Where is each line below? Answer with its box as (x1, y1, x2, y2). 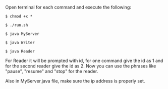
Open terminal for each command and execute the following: (5, 4, 131, 10)
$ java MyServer (5, 31, 39, 36)
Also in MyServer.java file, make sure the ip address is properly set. (5, 78, 145, 84)
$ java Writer (5, 40, 35, 45)
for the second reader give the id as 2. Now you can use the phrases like (5, 63, 156, 69)
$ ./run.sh (5, 22, 28, 27)
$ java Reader (5, 49, 35, 54)
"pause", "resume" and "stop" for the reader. (5, 68, 98, 74)
